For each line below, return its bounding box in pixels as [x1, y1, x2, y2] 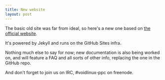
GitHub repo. [5, 60, 31, 66]
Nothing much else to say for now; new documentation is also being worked [5, 50, 160, 55]
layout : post [5, 12, 32, 17]
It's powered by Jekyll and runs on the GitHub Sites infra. [5, 40, 122, 46]
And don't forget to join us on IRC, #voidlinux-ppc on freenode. [5, 69, 133, 75]
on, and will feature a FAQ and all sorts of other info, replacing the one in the [5, 54, 161, 60]
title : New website [5, 7, 45, 12]
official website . [5, 30, 38, 36]
